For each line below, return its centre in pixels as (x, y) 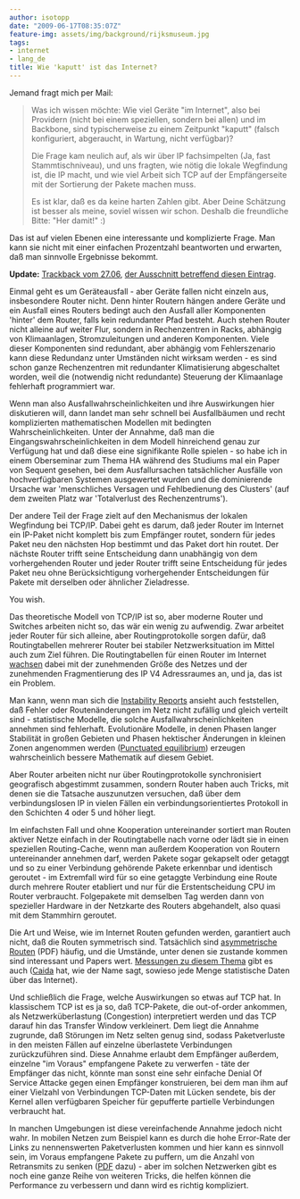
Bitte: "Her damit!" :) (68, 221)
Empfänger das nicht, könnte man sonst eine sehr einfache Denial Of (136, 1073)
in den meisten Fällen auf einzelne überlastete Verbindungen (121, 1045)
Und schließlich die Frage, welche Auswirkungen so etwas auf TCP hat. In (145, 997)
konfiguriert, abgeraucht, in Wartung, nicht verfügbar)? (132, 138)
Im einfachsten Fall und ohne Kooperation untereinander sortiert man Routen (150, 829)
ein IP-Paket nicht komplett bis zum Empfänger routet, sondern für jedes (142, 534)
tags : (19, 42)
